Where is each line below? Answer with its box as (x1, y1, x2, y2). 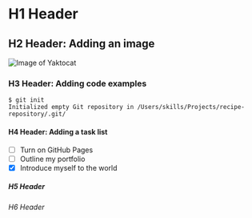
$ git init (8, 96, 45, 104)
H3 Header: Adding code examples (8, 78, 147, 89)
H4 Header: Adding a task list (8, 127, 108, 136)
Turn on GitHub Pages (19, 145, 94, 155)
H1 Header (8, 5, 78, 23)
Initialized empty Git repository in (8, 103, 134, 111)
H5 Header (8, 182, 46, 192)
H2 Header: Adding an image (8, 37, 155, 50)
